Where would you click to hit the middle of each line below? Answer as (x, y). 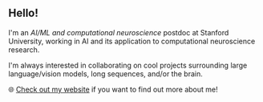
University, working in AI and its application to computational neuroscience (132, 41)
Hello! (23, 13)
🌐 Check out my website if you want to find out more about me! (113, 89)
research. (24, 49)
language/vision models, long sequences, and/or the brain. (105, 73)
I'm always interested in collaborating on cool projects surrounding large (128, 65)
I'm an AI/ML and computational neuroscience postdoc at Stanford (119, 32)
